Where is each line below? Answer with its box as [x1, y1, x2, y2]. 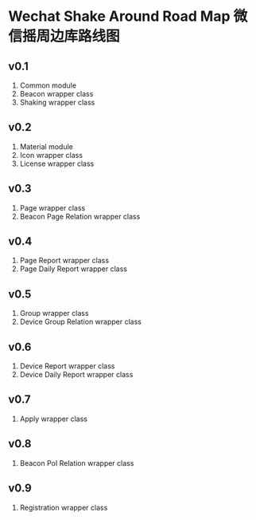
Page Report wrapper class [19, 256, 110, 266]
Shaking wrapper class [19, 97, 95, 107]
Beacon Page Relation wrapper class [19, 211, 141, 221]
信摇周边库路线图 [8, 27, 121, 45]
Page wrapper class [19, 203, 86, 212]
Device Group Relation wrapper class [19, 317, 142, 327]
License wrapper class [19, 159, 95, 168]
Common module [19, 81, 77, 90]
